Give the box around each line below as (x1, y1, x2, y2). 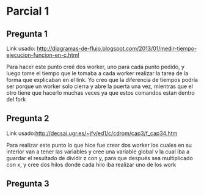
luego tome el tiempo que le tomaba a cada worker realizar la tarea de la (6, 70, 189, 77)
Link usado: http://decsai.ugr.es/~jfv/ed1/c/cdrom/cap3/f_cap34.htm (6, 130, 178, 137)
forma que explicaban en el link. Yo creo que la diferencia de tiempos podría (6, 76, 199, 83)
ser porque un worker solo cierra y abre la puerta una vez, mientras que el (6, 83, 194, 90)
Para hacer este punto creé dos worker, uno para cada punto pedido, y (6, 63, 185, 70)
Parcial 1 (6, 4, 49, 18)
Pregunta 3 (6, 178, 50, 189)
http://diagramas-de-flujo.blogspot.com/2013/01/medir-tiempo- (36, 45, 197, 52)
